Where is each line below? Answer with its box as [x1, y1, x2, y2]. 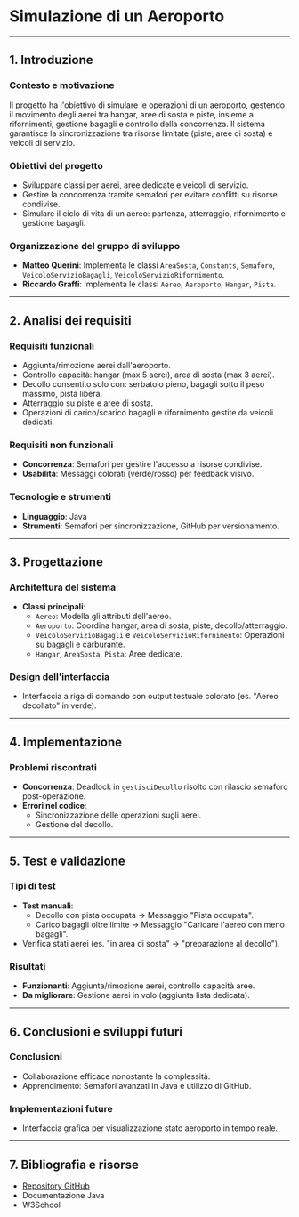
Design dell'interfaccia [9, 671, 110, 683]
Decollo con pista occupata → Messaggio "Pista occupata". [35, 909, 254, 920]
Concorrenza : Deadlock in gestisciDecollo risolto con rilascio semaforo [21, 781, 288, 793]
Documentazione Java [21, 1189, 105, 1200]
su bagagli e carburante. [35, 639, 125, 650]
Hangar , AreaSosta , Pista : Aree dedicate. [35, 649, 183, 659]
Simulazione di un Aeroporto [9, 6, 225, 27]
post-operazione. [21, 791, 86, 802]
